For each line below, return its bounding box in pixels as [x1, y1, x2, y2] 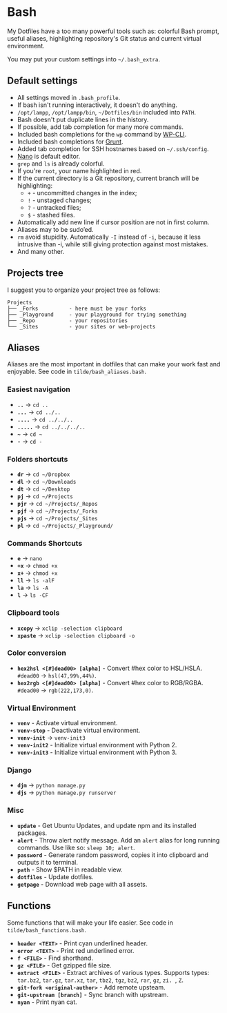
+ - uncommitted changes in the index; [27, 188, 137, 197]
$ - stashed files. [27, 210, 75, 219]
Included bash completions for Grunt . [17, 137, 124, 146]
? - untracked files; [27, 203, 81, 211]
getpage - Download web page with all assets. [17, 880, 148, 888]
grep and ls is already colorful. [17, 159, 105, 168]
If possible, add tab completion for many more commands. [17, 122, 184, 131]
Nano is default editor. [17, 152, 81, 160]
